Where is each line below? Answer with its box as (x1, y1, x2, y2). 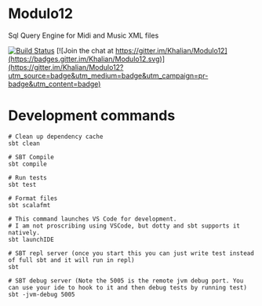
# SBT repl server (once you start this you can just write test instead (8, 249, 255, 257)
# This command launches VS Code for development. (8, 215, 177, 223)
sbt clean (8, 139, 41, 148)
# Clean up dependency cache (8, 133, 104, 140)
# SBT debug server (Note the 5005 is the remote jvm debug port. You (8, 276, 244, 285)
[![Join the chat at (56, 46, 114, 55)
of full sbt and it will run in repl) (8, 256, 135, 264)
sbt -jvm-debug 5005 (8, 290, 76, 298)
